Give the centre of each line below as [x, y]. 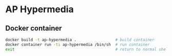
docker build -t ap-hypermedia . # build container [80, 40]
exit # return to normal [81, 49]
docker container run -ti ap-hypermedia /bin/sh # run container [78, 44]
